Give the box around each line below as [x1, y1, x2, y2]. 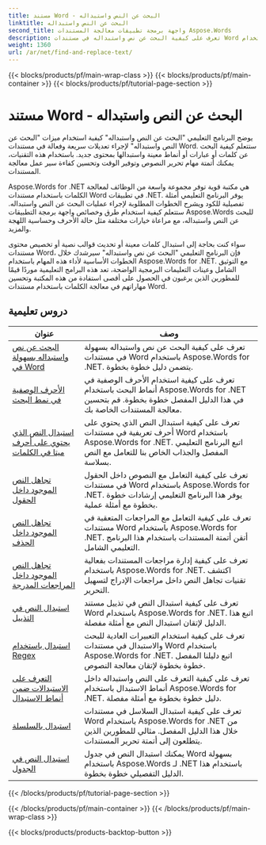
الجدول [12, 762, 36, 774]
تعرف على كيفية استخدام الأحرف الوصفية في [84, 374, 235, 385]
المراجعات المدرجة [12, 579, 75, 590]
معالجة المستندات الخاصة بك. [84, 404, 182, 415]
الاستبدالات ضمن [12, 682, 69, 693]
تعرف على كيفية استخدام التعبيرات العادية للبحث [84, 630, 245, 641]
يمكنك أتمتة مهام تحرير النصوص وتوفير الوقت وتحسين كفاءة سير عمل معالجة [8, 158, 234, 167]
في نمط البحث [12, 394, 62, 405]
